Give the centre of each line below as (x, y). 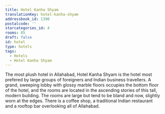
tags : (11, 51)
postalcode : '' (21, 24)
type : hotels (19, 47)
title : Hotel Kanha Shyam (32, 10)
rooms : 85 (15, 33)
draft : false (19, 38)
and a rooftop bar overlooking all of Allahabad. (53, 106)
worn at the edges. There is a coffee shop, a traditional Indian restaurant (79, 101)
